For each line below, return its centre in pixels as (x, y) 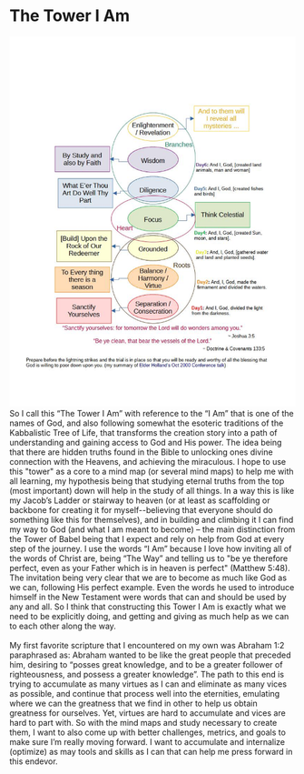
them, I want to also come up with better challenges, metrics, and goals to (147, 732)
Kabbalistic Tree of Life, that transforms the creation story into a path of (144, 433)
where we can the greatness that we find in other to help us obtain (133, 704)
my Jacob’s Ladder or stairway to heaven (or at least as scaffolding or (140, 500)
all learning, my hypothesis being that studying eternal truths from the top (147, 481)
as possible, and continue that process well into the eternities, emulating (145, 694)
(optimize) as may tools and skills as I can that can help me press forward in (151, 752)
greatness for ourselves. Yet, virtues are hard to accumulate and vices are (147, 713)
